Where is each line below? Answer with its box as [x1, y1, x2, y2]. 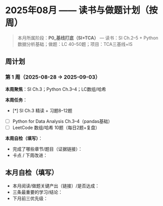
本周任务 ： [5, 97, 28, 103]
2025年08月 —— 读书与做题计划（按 [5, 5, 158, 16]
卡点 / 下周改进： [12, 152, 48, 158]
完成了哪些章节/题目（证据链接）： [12, 146, 83, 152]
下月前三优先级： [12, 195, 48, 201]
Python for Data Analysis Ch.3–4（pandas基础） [12, 118, 113, 124]
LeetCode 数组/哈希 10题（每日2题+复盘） [12, 124, 100, 130]
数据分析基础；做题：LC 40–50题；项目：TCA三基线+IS [17, 41, 133, 47]
